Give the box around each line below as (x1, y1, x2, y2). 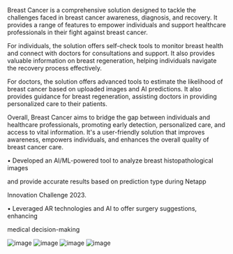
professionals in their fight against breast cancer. (7, 28, 148, 36)
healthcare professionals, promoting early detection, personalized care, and (7, 121, 225, 128)
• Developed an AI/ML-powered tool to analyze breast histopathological (7, 156, 214, 165)
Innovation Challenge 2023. (7, 191, 87, 199)
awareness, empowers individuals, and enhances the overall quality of (7, 135, 209, 144)
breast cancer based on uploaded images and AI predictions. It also (7, 85, 202, 93)
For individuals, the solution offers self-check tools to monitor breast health (7, 42, 224, 50)
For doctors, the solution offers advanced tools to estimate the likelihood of (7, 77, 223, 86)
